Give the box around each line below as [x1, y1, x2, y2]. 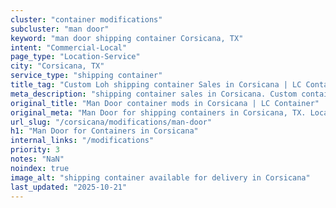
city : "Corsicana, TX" [10, 61, 105, 71]
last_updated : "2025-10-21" [10, 182, 128, 192]
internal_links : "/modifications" [10, 136, 155, 146]
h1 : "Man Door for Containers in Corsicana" [10, 126, 199, 136]
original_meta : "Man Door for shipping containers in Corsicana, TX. [10, 107, 307, 118]
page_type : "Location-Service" [10, 52, 141, 62]
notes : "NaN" [10, 154, 65, 164]
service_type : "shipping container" [10, 71, 163, 81]
